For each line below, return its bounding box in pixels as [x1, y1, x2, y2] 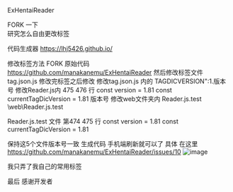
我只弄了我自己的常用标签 [7, 162, 82, 170]
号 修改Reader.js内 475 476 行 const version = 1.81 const [7, 86, 172, 94]
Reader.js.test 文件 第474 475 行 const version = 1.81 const [7, 117, 179, 126]
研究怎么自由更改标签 [7, 30, 69, 37]
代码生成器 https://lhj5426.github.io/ [7, 44, 113, 52]
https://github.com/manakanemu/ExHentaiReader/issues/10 [7, 148, 182, 156]
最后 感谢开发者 [7, 177, 53, 186]
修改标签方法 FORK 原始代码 [7, 59, 90, 68]
